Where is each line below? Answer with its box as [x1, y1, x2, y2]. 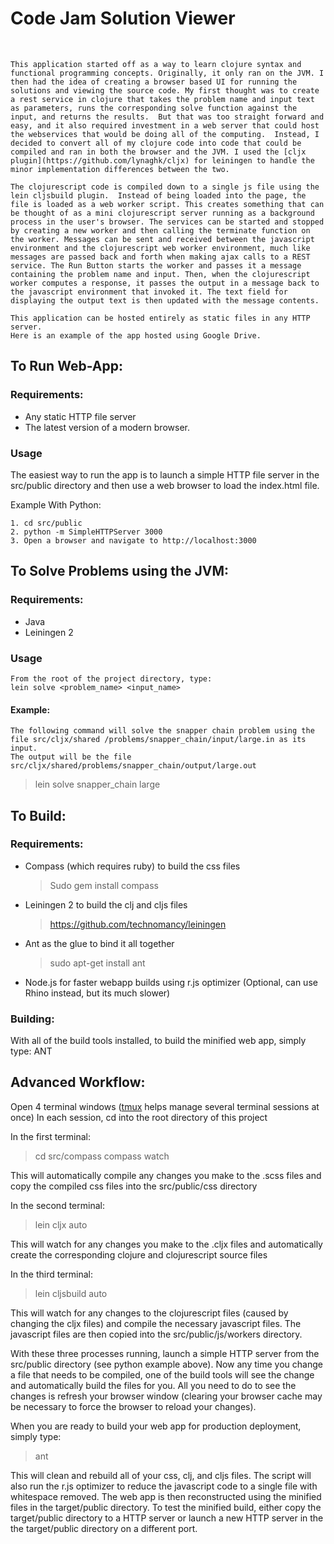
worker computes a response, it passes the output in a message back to [10, 278, 320, 288]
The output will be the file [10, 752, 132, 762]
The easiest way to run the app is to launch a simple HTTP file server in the [10, 468, 320, 481]
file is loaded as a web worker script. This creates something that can [10, 199, 325, 209]
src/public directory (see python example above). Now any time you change [10, 1358, 323, 1370]
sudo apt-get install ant [49, 957, 146, 969]
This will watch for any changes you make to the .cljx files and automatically [10, 1238, 323, 1250]
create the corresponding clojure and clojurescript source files [10, 1248, 268, 1261]
